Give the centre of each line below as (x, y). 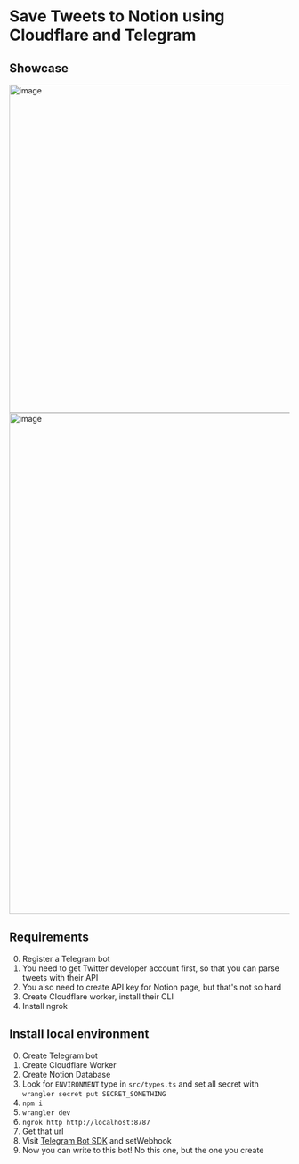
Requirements (49, 938)
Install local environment (79, 1034)
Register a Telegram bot (66, 958)
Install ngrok (45, 1006)
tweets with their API (60, 977)
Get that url (43, 1131)
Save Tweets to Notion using (117, 16)
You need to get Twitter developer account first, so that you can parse (151, 968)
